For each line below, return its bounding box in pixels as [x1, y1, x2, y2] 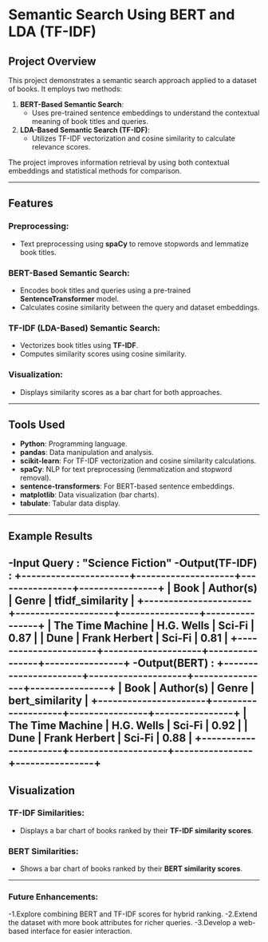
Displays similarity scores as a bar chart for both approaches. [19, 387, 223, 397]
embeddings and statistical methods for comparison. [8, 166, 182, 175]
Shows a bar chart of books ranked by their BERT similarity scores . [19, 864, 243, 873]
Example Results [8, 529, 93, 543]
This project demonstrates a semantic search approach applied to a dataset [8, 76, 258, 85]
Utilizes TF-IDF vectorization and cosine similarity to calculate [31, 134, 235, 143]
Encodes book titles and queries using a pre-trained [19, 285, 191, 295]
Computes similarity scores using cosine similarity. [19, 349, 187, 359]
